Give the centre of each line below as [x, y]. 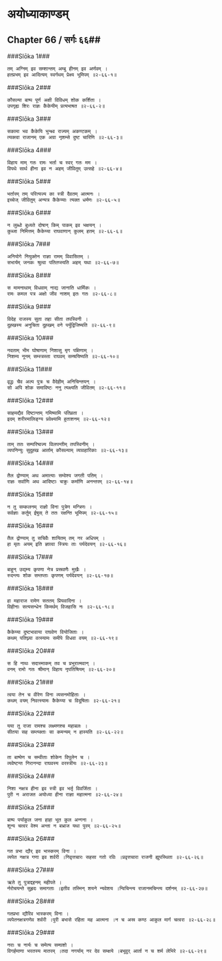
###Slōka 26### [31, 839]
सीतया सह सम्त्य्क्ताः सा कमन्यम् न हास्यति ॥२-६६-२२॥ [65, 732]
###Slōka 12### [30, 400]
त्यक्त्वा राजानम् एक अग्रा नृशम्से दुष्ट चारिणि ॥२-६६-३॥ [65, 137]
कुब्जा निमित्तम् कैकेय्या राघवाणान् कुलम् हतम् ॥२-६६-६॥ [65, 231]
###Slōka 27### [31, 870]
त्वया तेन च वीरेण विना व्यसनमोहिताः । [46, 695]
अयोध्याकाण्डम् [38, 14]
